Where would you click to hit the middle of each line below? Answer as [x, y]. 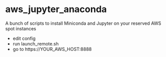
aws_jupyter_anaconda [56, 9]
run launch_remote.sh [35, 43]
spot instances [21, 28]
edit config [24, 38]
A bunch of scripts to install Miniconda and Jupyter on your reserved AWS [84, 23]
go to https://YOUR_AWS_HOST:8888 [52, 49]
